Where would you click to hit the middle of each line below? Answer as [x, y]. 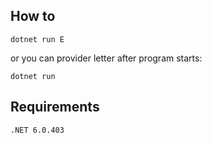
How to [33, 16]
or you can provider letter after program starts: [106, 58]
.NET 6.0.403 [37, 130]
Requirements [55, 107]
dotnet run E [37, 39]
